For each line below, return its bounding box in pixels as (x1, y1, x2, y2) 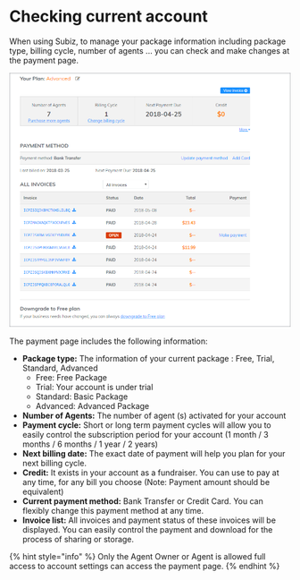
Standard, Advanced (21, 362, 98, 373)
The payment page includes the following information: (9, 336, 208, 346)
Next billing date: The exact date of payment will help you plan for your (21, 448, 286, 458)
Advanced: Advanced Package (35, 400, 150, 411)
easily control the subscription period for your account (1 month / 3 (21, 429, 270, 439)
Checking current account (9, 6, 208, 27)
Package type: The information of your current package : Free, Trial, (21, 353, 275, 363)
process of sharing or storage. (21, 533, 135, 544)
